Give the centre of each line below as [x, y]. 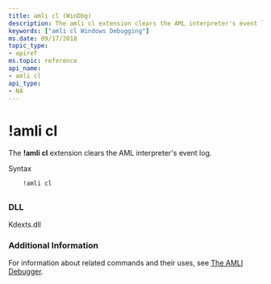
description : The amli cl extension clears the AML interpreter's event [133, 23]
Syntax [20, 169]
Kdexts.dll [25, 225]
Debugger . [26, 272]
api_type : [25, 83]
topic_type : [28, 46]
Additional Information [54, 245]
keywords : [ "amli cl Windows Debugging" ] [79, 31]
